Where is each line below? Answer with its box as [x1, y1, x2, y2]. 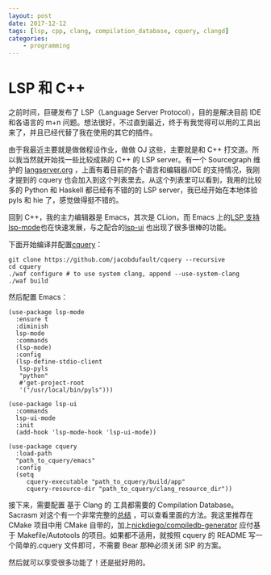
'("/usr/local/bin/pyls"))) [19, 386, 114, 394]
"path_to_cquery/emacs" [15, 457, 95, 465]
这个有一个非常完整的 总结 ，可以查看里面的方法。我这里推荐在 [46, 510, 254, 520]
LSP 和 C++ [8, 79, 86, 98]
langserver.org [23, 165, 73, 174]
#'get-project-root [19, 379, 85, 388]
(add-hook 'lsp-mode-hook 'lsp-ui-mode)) [15, 429, 157, 437]
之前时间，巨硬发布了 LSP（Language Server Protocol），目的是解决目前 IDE [8, 107, 262, 117]
